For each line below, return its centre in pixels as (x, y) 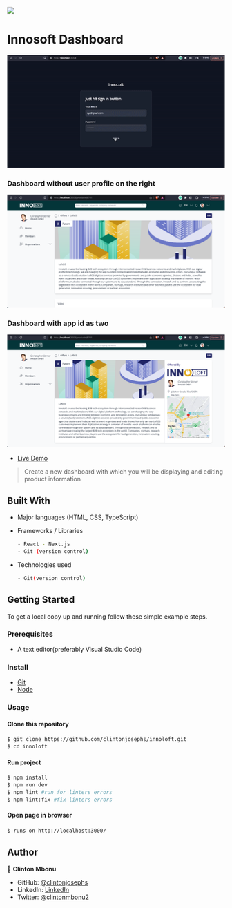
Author (22, 852)
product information (52, 479)
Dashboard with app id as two (58, 323)
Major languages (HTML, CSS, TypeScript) (78, 517)
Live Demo (32, 458)
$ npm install (28, 778)
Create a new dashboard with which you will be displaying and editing (123, 472)
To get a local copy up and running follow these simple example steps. (107, 616)
